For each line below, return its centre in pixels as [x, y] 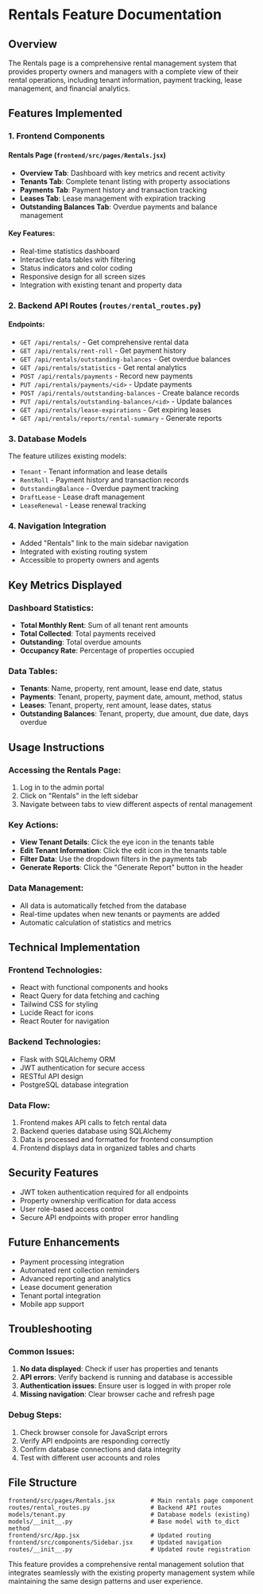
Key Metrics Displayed [65, 585]
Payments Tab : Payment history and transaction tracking [113, 189]
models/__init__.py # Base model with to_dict [124, 1522]
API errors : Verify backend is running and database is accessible [126, 1378]
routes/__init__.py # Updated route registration [129, 1549]
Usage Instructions [56, 747]
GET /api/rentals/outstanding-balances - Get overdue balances [125, 359]
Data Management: [46, 888]
